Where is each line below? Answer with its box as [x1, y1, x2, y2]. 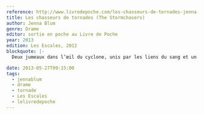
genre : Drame [6, 25, 39, 32]
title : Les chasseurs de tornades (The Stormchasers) [6, 15, 146, 21]
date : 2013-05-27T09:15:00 [6, 65, 75, 71]
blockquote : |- [6, 49, 45, 55]
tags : [6, 70, 20, 76]
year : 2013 [6, 37, 34, 43]
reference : [6, 8, 34, 15]
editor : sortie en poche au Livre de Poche [6, 32, 118, 38]
